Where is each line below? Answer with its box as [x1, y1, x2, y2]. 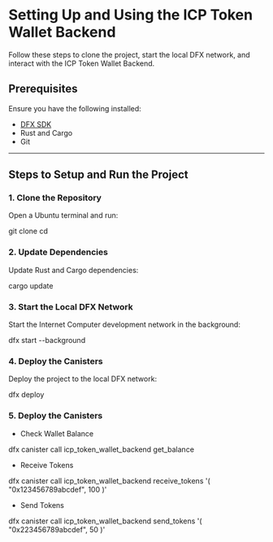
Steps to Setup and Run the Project [8, 168, 188, 182]
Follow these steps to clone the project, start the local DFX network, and [8, 50, 250, 59]
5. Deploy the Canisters [8, 410, 103, 422]
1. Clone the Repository [8, 193, 102, 204]
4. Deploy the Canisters [8, 355, 103, 366]
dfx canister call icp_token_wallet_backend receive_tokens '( [8, 475, 211, 485]
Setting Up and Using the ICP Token [8, 6, 253, 24]
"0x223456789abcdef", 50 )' [8, 524, 106, 534]
